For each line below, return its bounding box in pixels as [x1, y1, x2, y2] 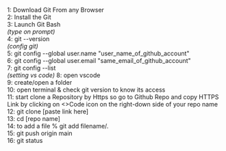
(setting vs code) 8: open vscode [7, 71, 101, 79]
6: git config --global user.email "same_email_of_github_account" [7, 57, 192, 64]
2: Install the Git [7, 13, 51, 21]
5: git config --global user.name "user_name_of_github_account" [7, 49, 190, 57]
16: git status [7, 137, 43, 144]
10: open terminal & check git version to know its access [7, 85, 166, 94]
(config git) [7, 42, 39, 50]
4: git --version [7, 35, 50, 43]
